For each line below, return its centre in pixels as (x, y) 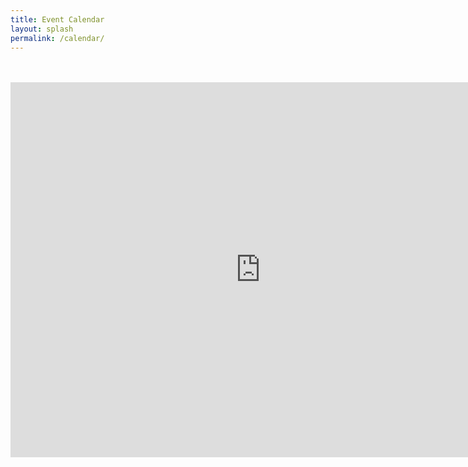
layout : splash (42, 29)
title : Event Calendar (57, 19)
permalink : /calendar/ (57, 38)
